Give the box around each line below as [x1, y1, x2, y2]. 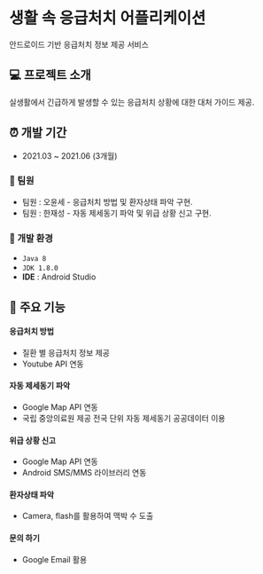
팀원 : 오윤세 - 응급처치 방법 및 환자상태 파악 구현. [21, 196, 193, 207]
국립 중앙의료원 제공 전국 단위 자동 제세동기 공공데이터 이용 [21, 413, 226, 423]
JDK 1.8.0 [21, 263, 59, 273]
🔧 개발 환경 [9, 232, 53, 244]
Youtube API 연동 [21, 358, 84, 369]
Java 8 [21, 255, 47, 263]
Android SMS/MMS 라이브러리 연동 [21, 468, 147, 478]
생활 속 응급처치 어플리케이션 [9, 8, 206, 28]
